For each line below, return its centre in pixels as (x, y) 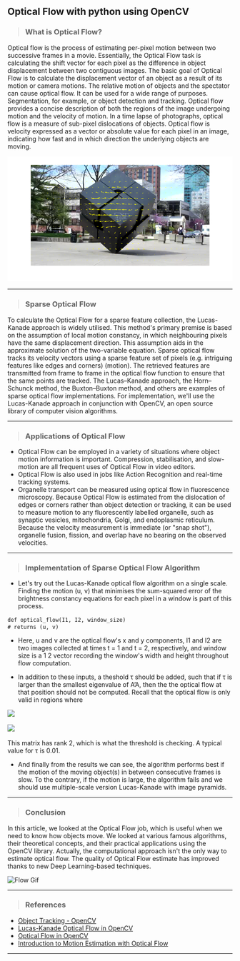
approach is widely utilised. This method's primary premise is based (132, 327)
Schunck (20, 388)
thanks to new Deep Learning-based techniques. (79, 866)
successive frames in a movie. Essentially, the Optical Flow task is (104, 55)
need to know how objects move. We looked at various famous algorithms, (117, 835)
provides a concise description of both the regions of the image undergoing (119, 108)
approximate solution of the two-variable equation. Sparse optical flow (111, 350)
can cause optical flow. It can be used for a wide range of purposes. (108, 93)
